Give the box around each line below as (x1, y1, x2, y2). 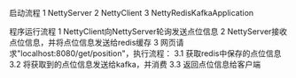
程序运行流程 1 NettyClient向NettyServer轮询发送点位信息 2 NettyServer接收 (9, 26, 288, 37)
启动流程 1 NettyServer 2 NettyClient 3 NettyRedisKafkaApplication (9, 8, 254, 18)
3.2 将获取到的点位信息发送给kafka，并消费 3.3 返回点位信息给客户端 (9, 60, 261, 69)
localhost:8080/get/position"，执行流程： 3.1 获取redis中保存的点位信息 (20, 48, 282, 59)
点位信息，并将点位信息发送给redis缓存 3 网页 (9, 38, 177, 47)
